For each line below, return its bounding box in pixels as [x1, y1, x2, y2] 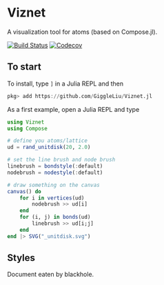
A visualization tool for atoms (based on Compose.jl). [7, 28, 158, 36]
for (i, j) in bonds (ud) [19, 214, 91, 221]
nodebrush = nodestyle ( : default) [7, 169, 103, 176]
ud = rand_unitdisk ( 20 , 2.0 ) [7, 144, 91, 151]
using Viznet [7, 119, 45, 126]
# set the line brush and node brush [7, 157, 116, 164]
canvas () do [7, 188, 41, 195]
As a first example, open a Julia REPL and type [7, 105, 140, 113]
